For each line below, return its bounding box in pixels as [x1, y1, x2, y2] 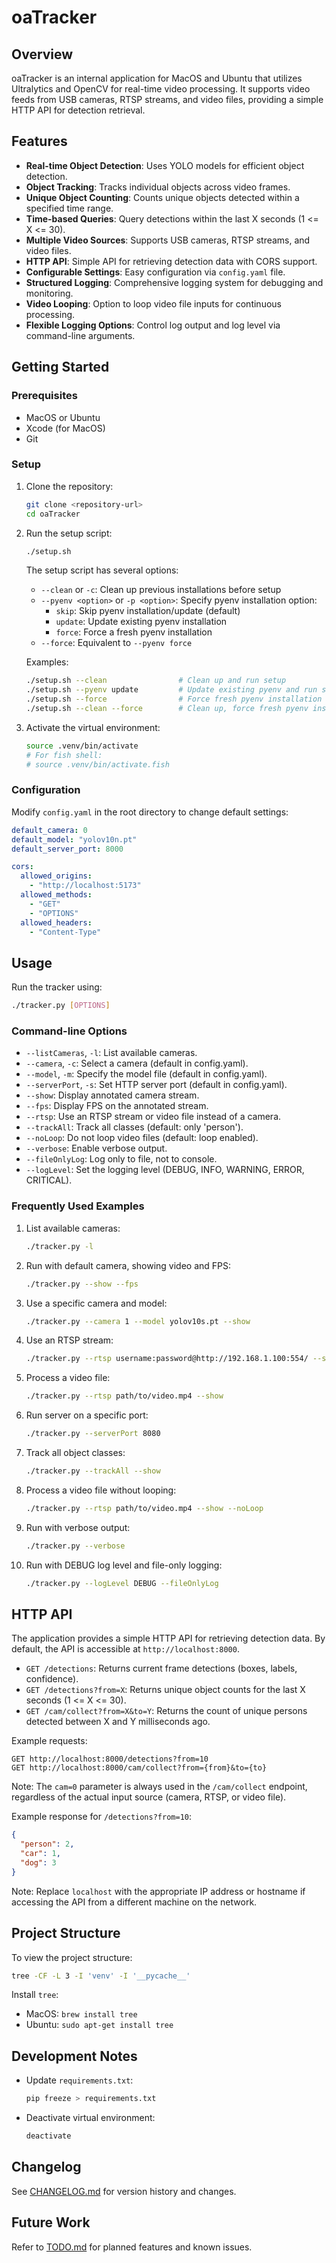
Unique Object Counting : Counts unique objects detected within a [25, 191, 300, 203]
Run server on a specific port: [25, 1409, 149, 1421]
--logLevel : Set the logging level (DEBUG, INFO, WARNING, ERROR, [25, 1164, 305, 1176]
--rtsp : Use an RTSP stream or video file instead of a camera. [25, 1111, 282, 1123]
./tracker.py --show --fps [25, 1279, 139, 1289]
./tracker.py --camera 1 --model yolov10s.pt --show [25, 1316, 251, 1326]
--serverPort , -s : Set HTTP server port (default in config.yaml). [25, 1079, 288, 1091]
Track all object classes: [25, 1447, 126, 1458]
